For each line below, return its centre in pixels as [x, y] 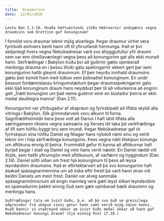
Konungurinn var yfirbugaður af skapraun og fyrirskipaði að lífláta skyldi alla [82, 108]
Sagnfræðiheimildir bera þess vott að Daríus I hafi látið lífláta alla [70, 118]
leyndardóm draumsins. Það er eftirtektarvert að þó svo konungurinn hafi [78, 166]
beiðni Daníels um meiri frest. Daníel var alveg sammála [61, 176]
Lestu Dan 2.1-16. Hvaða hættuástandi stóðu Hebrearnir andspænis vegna [81, 28]
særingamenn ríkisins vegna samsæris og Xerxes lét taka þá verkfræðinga [80, 124]
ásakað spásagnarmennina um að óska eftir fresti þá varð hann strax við [78, 170]
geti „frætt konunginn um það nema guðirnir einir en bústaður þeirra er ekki [81, 93]
